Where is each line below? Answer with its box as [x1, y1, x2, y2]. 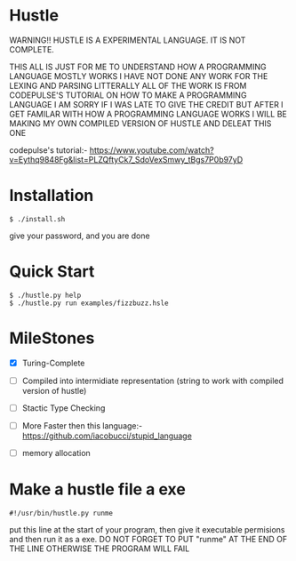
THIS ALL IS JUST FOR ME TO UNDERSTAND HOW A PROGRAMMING [9, 61, 267, 72]
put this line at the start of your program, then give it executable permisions [9, 525, 285, 534]
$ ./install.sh [9, 214, 66, 223]
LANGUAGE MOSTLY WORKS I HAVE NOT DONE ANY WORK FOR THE [9, 70, 268, 81]
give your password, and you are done [9, 230, 150, 241]
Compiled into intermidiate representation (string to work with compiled [21, 375, 284, 386]
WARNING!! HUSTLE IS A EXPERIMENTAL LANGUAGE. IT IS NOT [9, 35, 246, 45]
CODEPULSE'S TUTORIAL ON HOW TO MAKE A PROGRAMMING [9, 90, 247, 100]
